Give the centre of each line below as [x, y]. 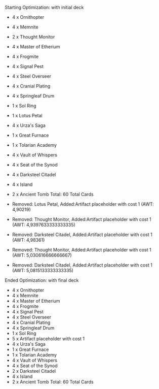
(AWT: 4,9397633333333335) [44, 225]
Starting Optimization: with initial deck [44, 7]
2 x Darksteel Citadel [34, 371]
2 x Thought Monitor [33, 37]
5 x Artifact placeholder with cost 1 [48, 339]
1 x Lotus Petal [27, 116]
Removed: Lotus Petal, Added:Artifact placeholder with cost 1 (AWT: [83, 204]
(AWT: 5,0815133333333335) [43, 270]
